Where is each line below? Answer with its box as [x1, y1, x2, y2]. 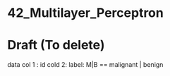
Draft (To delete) [7, 37, 105, 53]
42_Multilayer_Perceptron [7, 5, 164, 21]
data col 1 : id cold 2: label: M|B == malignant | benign [7, 61, 164, 69]
